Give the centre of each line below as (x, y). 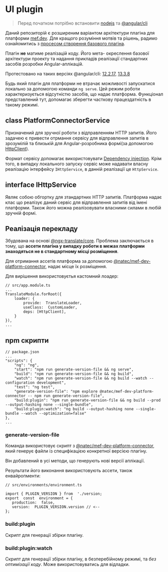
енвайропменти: (23, 476)
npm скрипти (27, 340)
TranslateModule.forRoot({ (33, 294)
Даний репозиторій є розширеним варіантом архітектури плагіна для (80, 33)
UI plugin (24, 9)
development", (52, 383)
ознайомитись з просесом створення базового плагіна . (65, 43)
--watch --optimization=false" (54, 414)
